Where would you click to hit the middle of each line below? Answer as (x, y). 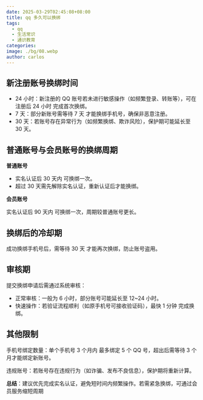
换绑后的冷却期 (34, 233)
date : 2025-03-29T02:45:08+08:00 (48, 12)
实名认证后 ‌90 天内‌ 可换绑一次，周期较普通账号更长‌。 (73, 212)
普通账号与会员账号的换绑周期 (62, 150)
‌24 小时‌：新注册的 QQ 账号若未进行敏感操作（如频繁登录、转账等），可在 (106, 99)
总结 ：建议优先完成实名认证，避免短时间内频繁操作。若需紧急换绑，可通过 (99, 383)
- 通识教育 (24, 40)
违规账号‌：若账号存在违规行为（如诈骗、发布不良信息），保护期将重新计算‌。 (101, 370)
